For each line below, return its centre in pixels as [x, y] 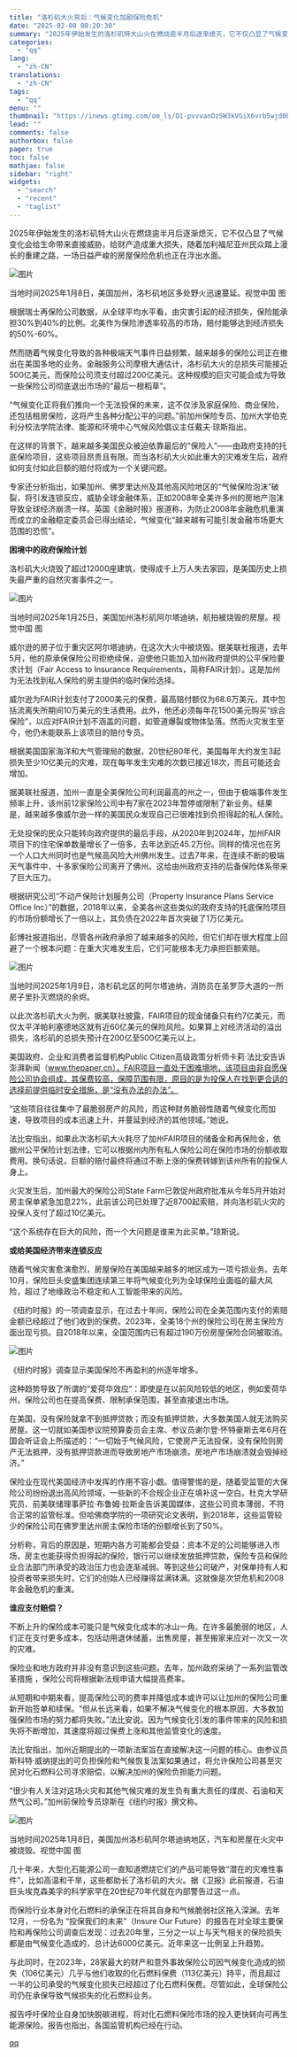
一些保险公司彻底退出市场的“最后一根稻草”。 [90, 385]
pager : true [31, 149]
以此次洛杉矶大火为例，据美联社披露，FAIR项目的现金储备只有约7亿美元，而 [147, 1016]
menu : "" [25, 108]
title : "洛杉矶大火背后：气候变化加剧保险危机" [86, 17]
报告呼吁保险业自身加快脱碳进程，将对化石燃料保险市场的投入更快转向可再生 [148, 2014]
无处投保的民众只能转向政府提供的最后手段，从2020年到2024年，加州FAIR [145, 832]
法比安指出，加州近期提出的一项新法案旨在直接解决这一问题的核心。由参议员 [148, 1749]
